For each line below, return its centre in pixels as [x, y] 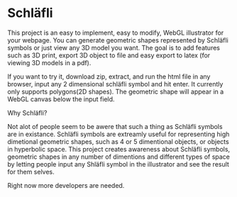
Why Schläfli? [27, 113]
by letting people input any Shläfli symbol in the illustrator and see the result [118, 164]
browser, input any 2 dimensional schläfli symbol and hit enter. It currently [115, 84]
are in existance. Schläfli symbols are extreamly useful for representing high [118, 134]
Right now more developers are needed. [66, 185]
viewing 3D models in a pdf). [49, 62]
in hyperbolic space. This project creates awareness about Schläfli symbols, [119, 149]
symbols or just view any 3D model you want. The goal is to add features [114, 47]
